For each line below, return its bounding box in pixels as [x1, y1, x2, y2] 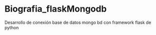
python [4, 24, 19, 30]
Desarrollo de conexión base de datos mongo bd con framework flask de [4, 19, 152, 25]
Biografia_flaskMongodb [4, 3, 107, 15]
